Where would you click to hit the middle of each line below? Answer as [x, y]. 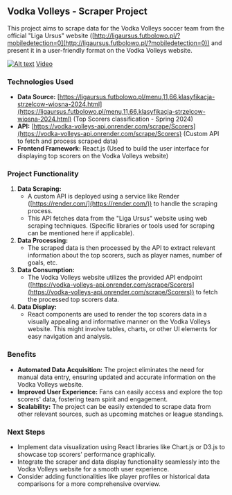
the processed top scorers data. [73, 300]
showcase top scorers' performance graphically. [86, 454]
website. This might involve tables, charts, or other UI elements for [122, 329]
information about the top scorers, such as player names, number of [125, 255]
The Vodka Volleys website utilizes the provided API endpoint [115, 278]
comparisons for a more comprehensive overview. [89, 484]
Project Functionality [43, 174]
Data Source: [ [38, 97]
